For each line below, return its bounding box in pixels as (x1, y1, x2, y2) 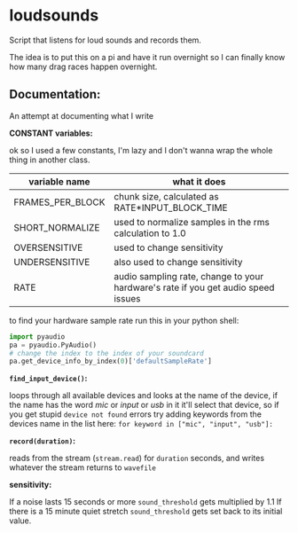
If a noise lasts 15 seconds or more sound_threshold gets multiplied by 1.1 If (9, 497, 282, 507)
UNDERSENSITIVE (13, 255, 90, 268)
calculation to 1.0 (114, 227, 186, 239)
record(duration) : (9, 435, 76, 446)
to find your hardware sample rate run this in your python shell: (9, 315, 239, 325)
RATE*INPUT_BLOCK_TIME (114, 201, 228, 214)
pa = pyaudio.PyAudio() (9, 341, 98, 349)
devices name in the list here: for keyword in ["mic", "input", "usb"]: (9, 419, 273, 429)
